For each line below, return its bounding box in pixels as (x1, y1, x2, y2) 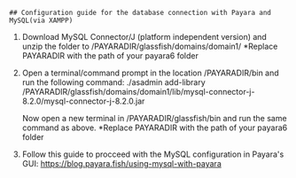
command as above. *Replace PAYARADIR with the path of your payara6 (21, 122, 288, 133)
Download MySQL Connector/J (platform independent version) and (21, 32, 268, 42)
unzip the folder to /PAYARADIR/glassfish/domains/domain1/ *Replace (21, 41, 278, 51)
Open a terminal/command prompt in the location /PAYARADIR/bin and (21, 67, 279, 78)
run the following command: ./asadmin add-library (21, 77, 206, 88)
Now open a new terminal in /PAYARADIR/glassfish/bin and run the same (21, 113, 287, 123)
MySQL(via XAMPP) (9, 16, 74, 25)
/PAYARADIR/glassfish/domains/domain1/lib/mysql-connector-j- (21, 87, 255, 97)
